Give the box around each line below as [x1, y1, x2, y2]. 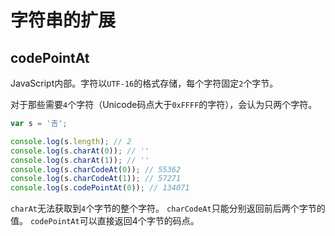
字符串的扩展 [10, 9, 117, 32]
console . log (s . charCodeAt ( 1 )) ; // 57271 [10, 174, 182, 184]
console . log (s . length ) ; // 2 [10, 136, 132, 146]
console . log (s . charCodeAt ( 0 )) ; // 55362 [10, 164, 182, 175]
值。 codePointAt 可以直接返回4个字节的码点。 [10, 215, 200, 227]
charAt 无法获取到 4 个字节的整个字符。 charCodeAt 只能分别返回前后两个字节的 [10, 202, 326, 215]
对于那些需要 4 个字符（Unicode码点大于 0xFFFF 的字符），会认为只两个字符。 [10, 99, 318, 110]
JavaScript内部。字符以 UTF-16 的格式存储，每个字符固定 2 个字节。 [10, 77, 279, 89]
